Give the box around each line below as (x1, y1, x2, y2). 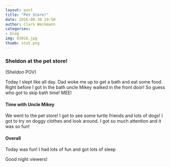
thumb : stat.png (5, 41, 40, 46)
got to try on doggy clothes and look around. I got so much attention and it (5, 118, 161, 124)
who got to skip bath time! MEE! (5, 90, 72, 96)
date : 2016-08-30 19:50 (5, 17, 56, 22)
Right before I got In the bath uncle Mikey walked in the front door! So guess (5, 85, 165, 91)
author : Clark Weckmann (5, 21, 56, 27)
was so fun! (5, 123, 30, 130)
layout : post (5, 7, 33, 13)
